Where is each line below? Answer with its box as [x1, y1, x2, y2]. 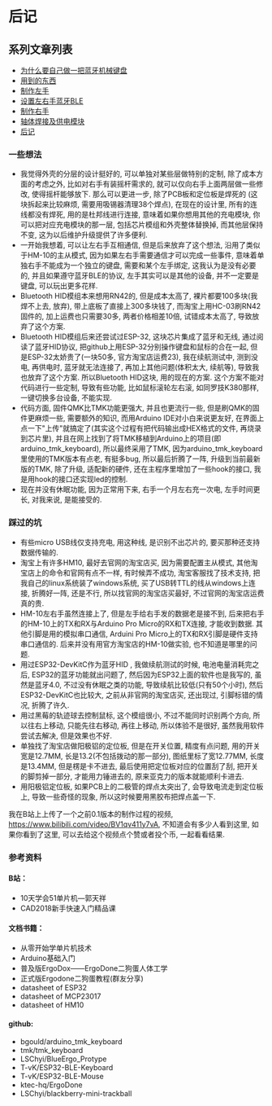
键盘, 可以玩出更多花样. [19, 281, 98, 291]
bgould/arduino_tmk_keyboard [19, 1037, 123, 1047]
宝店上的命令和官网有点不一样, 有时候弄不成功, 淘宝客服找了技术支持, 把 [19, 568, 261, 577]
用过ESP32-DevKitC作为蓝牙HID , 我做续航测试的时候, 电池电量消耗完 [19, 659, 253, 669]
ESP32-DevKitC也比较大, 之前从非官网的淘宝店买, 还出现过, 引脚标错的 [19, 690, 257, 700]
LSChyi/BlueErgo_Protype [19, 1054, 107, 1064]
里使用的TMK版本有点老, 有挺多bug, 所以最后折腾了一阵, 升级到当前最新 [19, 454, 261, 464]
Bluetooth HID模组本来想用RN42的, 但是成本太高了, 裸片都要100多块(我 [19, 291, 258, 301]
